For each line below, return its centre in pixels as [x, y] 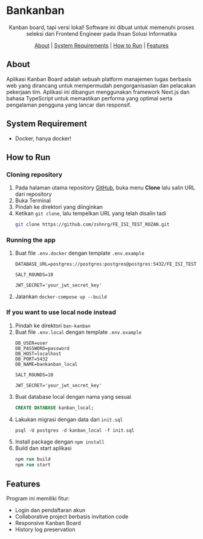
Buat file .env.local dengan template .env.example [78, 332]
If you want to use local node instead [61, 312]
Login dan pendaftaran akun [50, 510]
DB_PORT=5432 [31, 359]
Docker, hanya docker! [43, 138]
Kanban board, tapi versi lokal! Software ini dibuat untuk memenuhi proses [101, 27]
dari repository [34, 194]
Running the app [31, 240]
